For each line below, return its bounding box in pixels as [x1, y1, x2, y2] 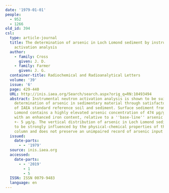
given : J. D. [18, 59, 46, 64]
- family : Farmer [14, 63, 51, 68]
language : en [10, 180, 37, 185]
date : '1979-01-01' [5, 7, 46, 13]
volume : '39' [10, 77, 37, 82]
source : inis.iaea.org [10, 148, 57, 153]
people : [5, 12, 22, 17]
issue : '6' [10, 82, 33, 87]
